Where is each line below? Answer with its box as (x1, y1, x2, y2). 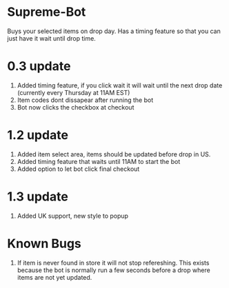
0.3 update (7, 59, 71, 74)
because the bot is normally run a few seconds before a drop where (17, 266, 210, 274)
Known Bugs (7, 236, 81, 251)
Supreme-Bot (7, 4, 86, 20)
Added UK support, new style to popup (17, 212, 129, 220)
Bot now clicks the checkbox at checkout (17, 103, 135, 111)
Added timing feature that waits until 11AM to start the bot (17, 157, 181, 165)
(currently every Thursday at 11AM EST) (17, 88, 130, 96)
